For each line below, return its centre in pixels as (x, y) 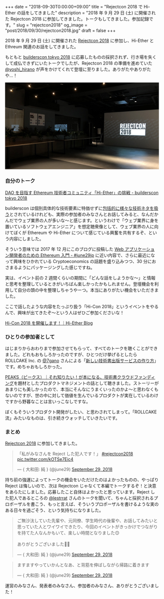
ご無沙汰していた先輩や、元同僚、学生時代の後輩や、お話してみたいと (87, 521)
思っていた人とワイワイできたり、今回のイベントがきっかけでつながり (87, 527)
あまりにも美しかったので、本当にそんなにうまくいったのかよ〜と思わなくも (82, 389)
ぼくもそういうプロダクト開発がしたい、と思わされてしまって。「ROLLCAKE (81, 412)
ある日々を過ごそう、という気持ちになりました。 (54, 510)
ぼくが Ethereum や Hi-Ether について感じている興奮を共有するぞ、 (81, 233)
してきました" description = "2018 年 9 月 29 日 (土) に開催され (93, 13)
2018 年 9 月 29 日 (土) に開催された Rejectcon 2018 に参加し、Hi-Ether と (80, 41)
